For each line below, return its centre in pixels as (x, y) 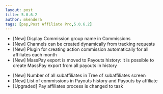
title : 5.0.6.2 (21, 15)
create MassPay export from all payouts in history (65, 66)
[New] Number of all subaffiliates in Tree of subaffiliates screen (79, 75)
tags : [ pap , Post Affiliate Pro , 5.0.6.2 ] (49, 24)
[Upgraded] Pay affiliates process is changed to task (68, 86)
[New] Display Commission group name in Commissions (72, 39)
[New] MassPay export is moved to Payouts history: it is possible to (83, 60)
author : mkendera (24, 19)
